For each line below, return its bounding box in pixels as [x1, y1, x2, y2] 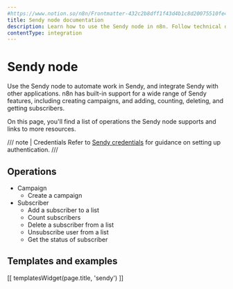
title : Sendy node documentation [7, 17, 104, 24]
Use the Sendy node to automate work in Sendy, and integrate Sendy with [7, 82, 218, 91]
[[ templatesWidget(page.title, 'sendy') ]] [7, 274, 123, 282]
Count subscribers [27, 214, 81, 221]
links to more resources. [7, 125, 76, 133]
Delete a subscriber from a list [27, 221, 114, 229]
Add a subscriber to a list [27, 206, 99, 214]
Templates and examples [7, 255, 118, 267]
